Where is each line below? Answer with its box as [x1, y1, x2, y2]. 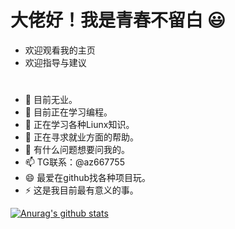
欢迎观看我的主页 [24, 44, 96, 56]
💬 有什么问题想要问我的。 [24, 144, 130, 156]
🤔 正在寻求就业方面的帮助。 [24, 131, 139, 143]
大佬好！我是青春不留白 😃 [10, 9, 226, 32]
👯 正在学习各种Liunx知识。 [24, 119, 135, 131]
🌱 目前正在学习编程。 [24, 106, 113, 118]
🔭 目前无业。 [24, 94, 78, 106]
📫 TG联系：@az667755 [24, 156, 125, 168]
